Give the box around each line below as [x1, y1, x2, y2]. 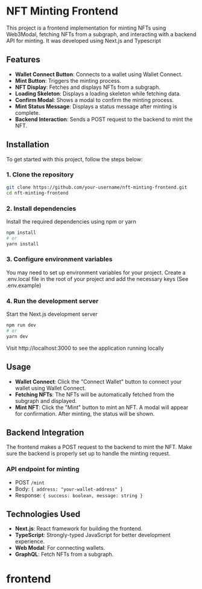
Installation [6, 140, 49, 150]
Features [6, 54, 40, 65]
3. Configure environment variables [6, 255, 113, 263]
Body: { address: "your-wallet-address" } [14, 485, 124, 492]
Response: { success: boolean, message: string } [14, 491, 143, 499]
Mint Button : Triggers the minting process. [14, 77, 122, 84]
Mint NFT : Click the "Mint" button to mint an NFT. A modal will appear [14, 404, 189, 411]
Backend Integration [6, 427, 84, 437]
